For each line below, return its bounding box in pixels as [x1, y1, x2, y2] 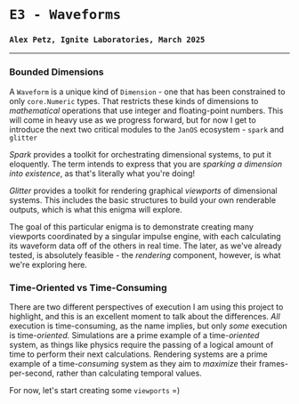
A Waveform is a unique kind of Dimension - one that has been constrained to [9, 86, 286, 97]
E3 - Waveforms [9, 6, 122, 23]
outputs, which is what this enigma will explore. [9, 204, 182, 214]
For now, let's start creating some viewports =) [9, 385, 181, 396]
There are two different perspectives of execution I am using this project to [9, 302, 284, 312]
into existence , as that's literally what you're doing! [9, 167, 196, 179]
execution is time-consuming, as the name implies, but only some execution [9, 320, 287, 331]
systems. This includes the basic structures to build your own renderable [9, 194, 277, 206]
